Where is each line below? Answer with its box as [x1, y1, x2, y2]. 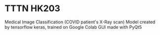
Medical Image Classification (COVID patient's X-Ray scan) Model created [4, 19, 156, 25]
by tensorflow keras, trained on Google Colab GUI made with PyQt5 [4, 24, 142, 30]
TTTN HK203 [4, 3, 60, 14]
